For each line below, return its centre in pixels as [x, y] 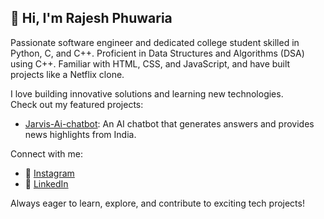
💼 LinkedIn [46, 183]
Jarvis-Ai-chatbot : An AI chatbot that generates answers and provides [169, 123]
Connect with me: [46, 153]
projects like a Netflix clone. [67, 74]
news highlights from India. [80, 134]
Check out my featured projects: [77, 104]
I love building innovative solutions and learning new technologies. [147, 93]
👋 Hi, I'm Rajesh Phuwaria [91, 18]
